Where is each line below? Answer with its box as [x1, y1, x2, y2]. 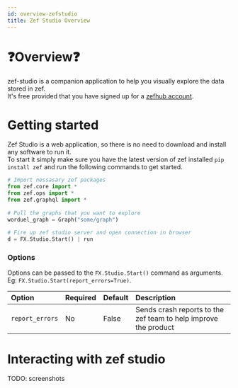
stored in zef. [7, 84, 46, 93]
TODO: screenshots [7, 375, 65, 383]
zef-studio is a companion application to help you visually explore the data [7, 77, 225, 86]
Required [64, 293, 97, 303]
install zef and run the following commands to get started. [7, 163, 183, 171]
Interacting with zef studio [7, 351, 166, 367]
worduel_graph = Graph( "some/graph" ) [7, 216, 119, 223]
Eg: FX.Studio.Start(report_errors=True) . [7, 276, 132, 285]
